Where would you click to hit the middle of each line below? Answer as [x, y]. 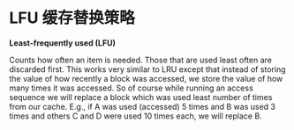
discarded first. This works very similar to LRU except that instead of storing [147, 69]
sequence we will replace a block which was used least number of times [141, 97]
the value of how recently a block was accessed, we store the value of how [146, 78]
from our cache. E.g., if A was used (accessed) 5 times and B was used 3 [143, 106]
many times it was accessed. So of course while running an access [131, 88]
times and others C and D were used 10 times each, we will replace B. [136, 116]
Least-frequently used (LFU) [63, 43]
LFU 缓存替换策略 [72, 18]
